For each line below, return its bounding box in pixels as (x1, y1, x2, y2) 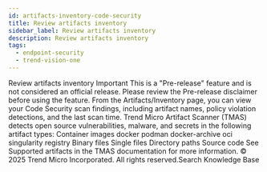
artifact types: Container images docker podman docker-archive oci (8, 129, 233, 138)
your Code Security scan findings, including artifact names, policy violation (8, 103, 257, 113)
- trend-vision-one (15, 57, 81, 65)
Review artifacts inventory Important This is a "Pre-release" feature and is (8, 78, 253, 88)
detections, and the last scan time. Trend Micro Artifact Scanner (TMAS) (8, 112, 247, 122)
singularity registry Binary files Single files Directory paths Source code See (8, 138, 259, 147)
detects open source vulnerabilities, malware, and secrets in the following (8, 121, 252, 130)
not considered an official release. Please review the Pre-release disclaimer (8, 86, 258, 96)
